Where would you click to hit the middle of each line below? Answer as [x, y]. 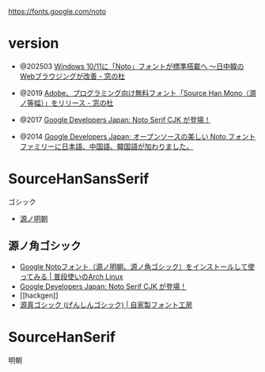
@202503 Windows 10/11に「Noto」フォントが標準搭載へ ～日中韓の [132, 66]
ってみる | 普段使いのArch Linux [72, 276]
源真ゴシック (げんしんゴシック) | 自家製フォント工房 [106, 305]
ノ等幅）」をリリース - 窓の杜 [66, 103]
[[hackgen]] [39, 295]
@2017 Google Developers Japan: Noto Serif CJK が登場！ [115, 120]
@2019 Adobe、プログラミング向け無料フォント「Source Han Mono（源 [138, 93]
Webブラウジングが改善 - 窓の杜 [72, 76]
